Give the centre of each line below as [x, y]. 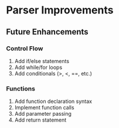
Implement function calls [44, 108]
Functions [21, 88]
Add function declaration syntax [53, 101]
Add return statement [40, 120]
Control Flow [25, 49]
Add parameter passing [43, 114]
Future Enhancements [47, 32]
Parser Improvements [60, 10]
